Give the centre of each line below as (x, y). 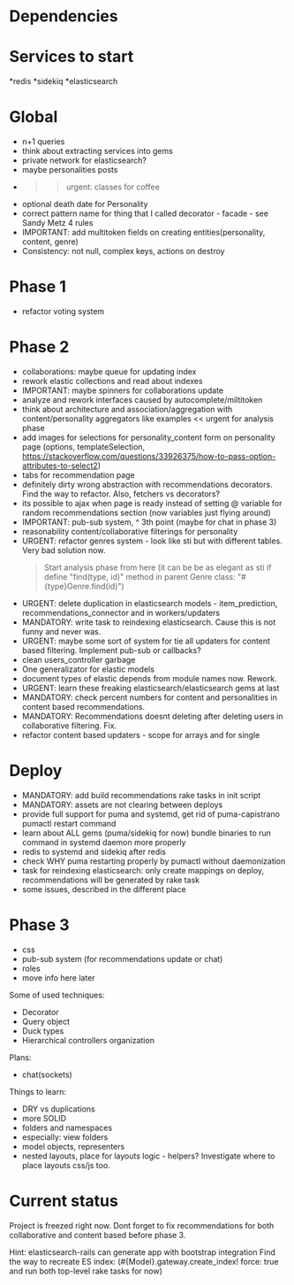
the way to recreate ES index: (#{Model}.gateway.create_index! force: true (144, 1261)
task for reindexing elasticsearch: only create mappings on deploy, (143, 870)
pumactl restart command (69, 823)
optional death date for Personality (85, 204)
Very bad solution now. (64, 550)
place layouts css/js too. (66, 1165)
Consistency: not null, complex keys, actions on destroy (123, 251)
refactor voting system (63, 311)
